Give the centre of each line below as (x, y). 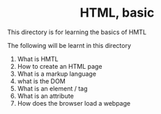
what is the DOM (41, 81)
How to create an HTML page (60, 66)
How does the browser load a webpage (74, 103)
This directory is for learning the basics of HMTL (77, 32)
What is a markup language (56, 74)
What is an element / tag (53, 88)
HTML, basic (117, 13)
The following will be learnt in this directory (69, 45)
